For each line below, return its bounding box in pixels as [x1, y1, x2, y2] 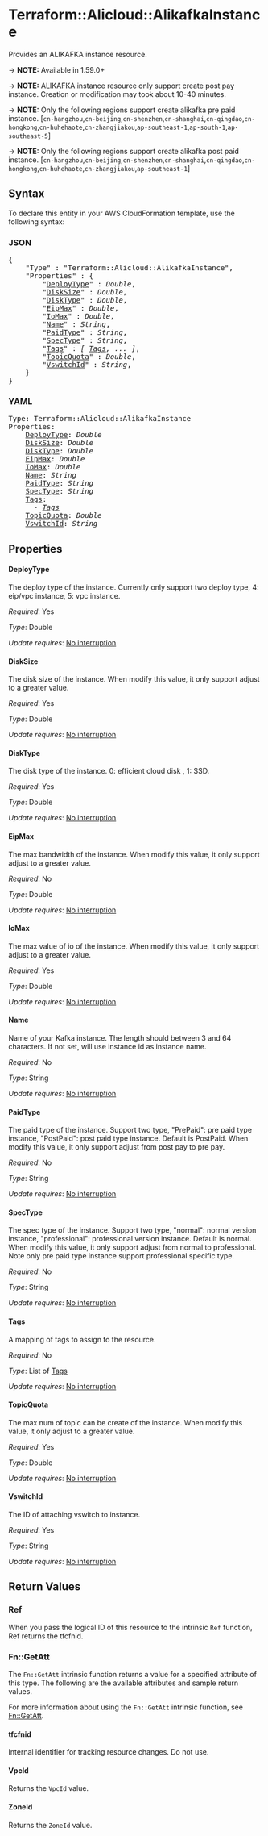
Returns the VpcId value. [8, 1784, 89, 1793]
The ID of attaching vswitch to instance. [8, 1509, 141, 1519]
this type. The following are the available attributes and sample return [8, 1678, 239, 1688]
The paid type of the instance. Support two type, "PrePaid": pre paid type [8, 1125, 252, 1135]
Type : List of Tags [8, 1366, 68, 1375]
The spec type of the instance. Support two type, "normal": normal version [8, 1225, 257, 1235]
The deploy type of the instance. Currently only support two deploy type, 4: [8, 582, 259, 592]
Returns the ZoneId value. [8, 1820, 93, 1830]
